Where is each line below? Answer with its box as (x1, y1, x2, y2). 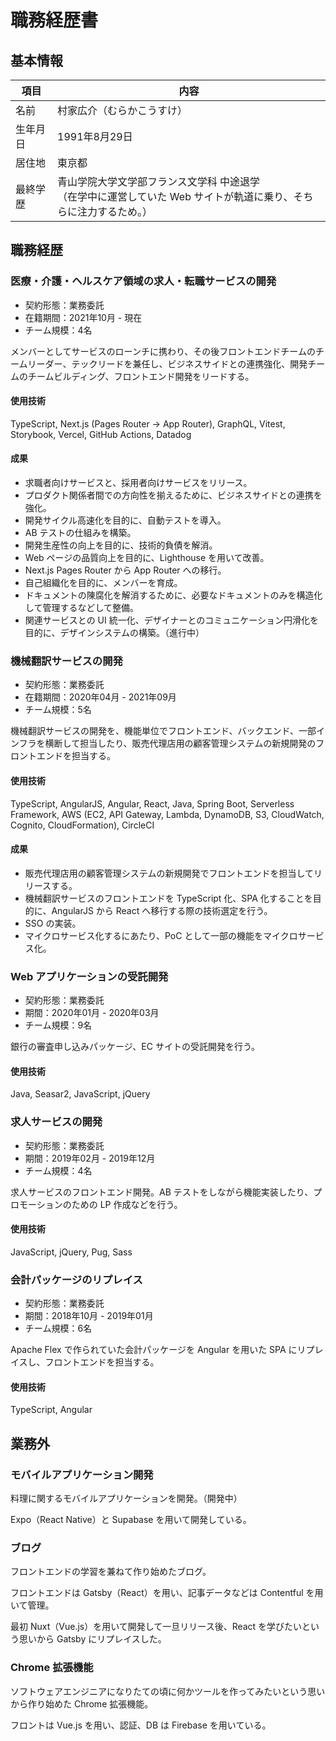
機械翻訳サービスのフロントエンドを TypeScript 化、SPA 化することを (24, 892, 313, 904)
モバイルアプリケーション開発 (10, 1467, 154, 1481)
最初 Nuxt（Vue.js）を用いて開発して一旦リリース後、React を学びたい (10, 1621, 303, 1633)
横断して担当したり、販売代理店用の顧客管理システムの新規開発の (44, 737, 317, 750)
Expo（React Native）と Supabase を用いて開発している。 (10, 1513, 252, 1525)
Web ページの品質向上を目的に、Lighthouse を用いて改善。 (24, 552, 270, 564)
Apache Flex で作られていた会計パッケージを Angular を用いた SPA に (10, 1344, 298, 1356)
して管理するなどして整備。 (24, 602, 139, 614)
